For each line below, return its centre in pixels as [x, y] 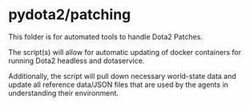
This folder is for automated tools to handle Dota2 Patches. [105, 37]
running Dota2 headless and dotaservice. [77, 61]
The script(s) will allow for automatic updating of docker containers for [125, 52]
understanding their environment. [63, 92]
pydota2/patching [70, 15]
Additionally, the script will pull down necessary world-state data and [122, 76]
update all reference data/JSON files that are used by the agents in [118, 84]
